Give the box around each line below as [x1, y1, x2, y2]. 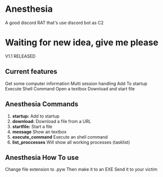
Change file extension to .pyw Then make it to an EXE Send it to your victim [5, 166, 158, 173]
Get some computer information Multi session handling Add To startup [5, 80, 147, 87]
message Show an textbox [12, 129, 67, 135]
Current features [5, 67, 57, 76]
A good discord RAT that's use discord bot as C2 [5, 20, 104, 26]
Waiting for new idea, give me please [5, 37, 159, 48]
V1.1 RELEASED [5, 53, 36, 59]
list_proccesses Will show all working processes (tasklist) [12, 139, 130, 145]
